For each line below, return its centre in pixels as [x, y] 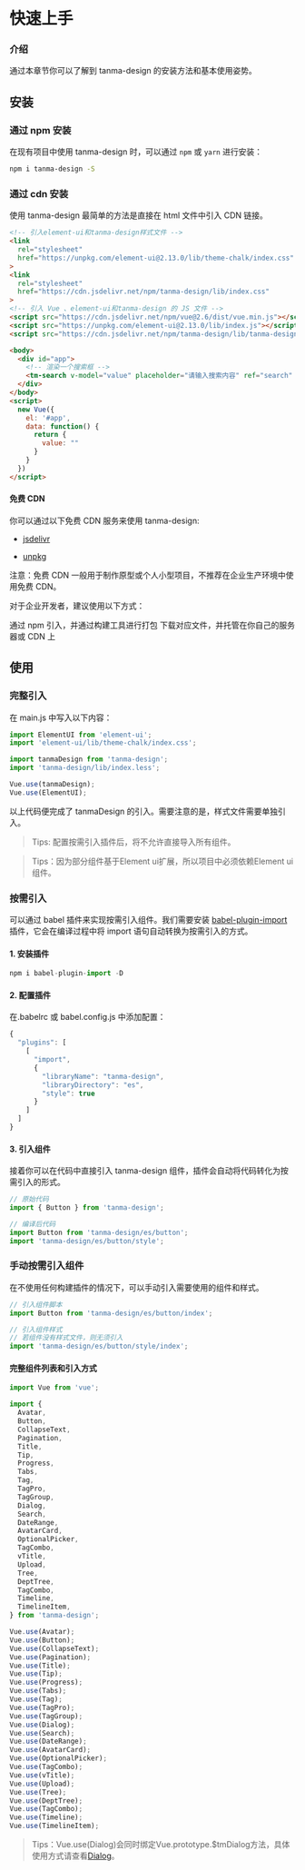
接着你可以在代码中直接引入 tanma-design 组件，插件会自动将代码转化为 [145, 1171]
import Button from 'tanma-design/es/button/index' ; [111, 1313]
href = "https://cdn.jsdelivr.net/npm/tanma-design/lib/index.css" [144, 292]
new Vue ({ [36, 410]
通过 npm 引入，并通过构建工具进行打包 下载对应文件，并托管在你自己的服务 [152, 625]
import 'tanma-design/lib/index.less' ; [85, 768]
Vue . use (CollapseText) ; [54, 1648]
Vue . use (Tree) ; [38, 1792]
